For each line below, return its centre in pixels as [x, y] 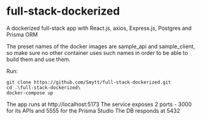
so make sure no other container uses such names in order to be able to [97, 52]
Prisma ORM [22, 34]
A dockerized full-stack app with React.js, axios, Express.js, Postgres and [99, 28]
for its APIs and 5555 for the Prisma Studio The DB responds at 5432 [93, 110]
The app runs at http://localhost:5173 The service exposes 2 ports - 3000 [99, 104]
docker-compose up [30, 93]
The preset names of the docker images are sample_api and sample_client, [101, 46]
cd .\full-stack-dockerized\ [44, 87]
